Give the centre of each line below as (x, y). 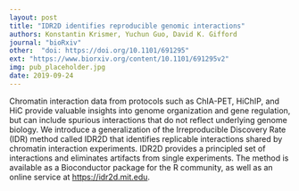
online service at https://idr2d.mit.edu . (79, 177)
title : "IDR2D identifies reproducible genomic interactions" (127, 26)
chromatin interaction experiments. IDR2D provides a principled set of (137, 148)
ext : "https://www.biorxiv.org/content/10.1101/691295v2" (119, 59)
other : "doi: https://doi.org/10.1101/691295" (100, 51)
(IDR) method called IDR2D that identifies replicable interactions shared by (146, 138)
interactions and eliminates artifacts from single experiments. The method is (149, 158)
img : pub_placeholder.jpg (57, 68)
